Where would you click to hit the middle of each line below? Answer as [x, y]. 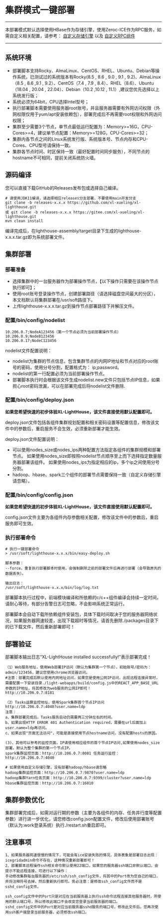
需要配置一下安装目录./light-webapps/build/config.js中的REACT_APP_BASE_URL [82, 683]
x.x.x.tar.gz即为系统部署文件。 [36, 237]
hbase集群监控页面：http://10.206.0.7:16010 [49, 783]
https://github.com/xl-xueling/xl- [104, 203]
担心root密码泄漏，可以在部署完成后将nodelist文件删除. [69, 386]
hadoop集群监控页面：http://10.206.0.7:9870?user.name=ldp [65, 773]
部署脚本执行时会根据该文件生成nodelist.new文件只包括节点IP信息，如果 [86, 380]
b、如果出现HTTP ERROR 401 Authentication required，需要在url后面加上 [76, 723]
